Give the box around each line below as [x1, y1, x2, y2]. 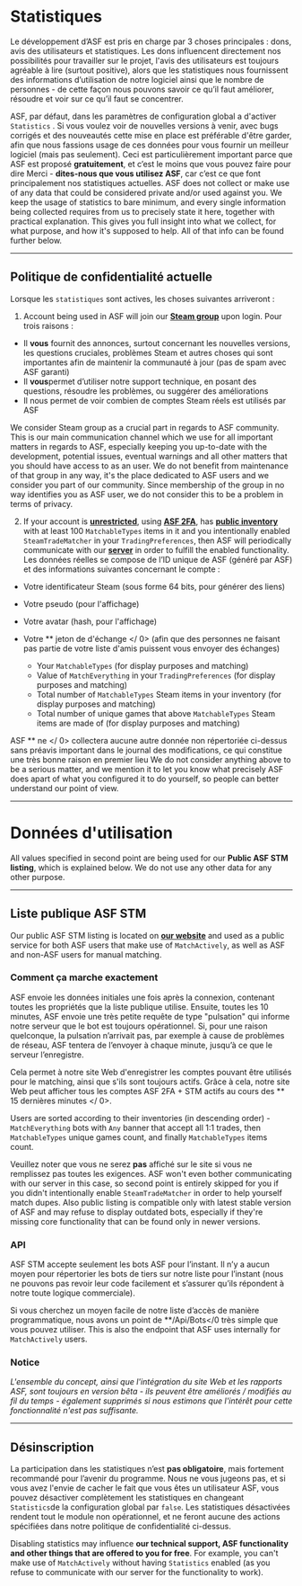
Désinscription [10, 1439, 95, 1455]
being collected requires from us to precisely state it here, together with [10, 206, 275, 217]
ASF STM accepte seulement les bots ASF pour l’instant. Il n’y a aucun [10, 1259, 270, 1270]
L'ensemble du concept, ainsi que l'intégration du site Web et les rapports [10, 1377, 283, 1387]
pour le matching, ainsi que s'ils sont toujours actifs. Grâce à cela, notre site [10, 1076, 290, 1087]
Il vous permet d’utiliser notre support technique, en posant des [22, 376, 257, 387]
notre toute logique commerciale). [10, 1288, 135, 1298]
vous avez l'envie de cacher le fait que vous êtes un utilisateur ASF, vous [10, 1483, 280, 1493]
